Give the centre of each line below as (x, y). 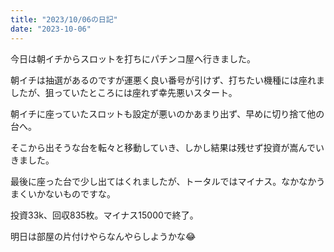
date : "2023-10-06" (51, 29)
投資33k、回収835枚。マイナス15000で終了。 (104, 215)
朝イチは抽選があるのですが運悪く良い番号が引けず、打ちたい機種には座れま (168, 80)
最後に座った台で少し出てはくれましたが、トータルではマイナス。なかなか (163, 181)
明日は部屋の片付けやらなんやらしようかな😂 (103, 236)
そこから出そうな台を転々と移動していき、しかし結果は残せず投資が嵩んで (163, 147)
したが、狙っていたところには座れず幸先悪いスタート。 (124, 92)
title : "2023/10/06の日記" (64, 19)
